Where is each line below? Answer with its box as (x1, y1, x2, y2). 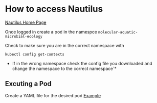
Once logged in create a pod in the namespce (5, 29, 97, 34)
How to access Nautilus (5, 3, 103, 15)
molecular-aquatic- (98, 30, 138, 34)
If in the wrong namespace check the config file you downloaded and (12, 60, 153, 66)
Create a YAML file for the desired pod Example (5, 92, 101, 98)
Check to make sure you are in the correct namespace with (5, 42, 125, 48)
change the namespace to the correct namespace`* (12, 66, 117, 71)
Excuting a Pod (5, 80, 52, 88)
